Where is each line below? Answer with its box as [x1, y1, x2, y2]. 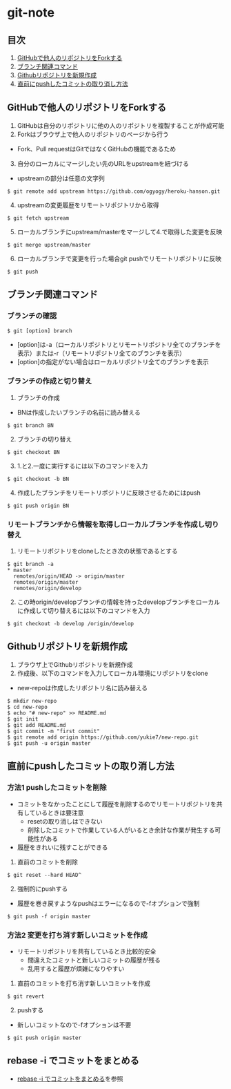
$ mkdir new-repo [7, 697, 57, 704]
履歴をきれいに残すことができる [17, 843, 108, 851]
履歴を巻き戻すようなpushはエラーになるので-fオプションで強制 [17, 899, 200, 907]
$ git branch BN [7, 422, 54, 429]
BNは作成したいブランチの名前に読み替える [17, 408, 141, 416]
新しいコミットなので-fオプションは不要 [17, 1021, 132, 1029]
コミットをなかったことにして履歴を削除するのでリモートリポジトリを [17, 799, 217, 808]
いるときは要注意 [35, 808, 84, 817]
